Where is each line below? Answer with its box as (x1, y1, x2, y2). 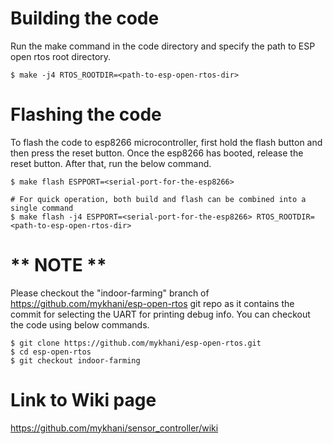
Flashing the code (10, 103, 162, 126)
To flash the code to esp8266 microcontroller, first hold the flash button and (10, 136, 323, 148)
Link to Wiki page (10, 389, 157, 411)
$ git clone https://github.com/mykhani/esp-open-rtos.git (10, 338, 262, 348)
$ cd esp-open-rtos (10, 347, 92, 357)
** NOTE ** (10, 254, 107, 277)
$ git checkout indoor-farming (10, 355, 141, 366)
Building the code (10, 7, 160, 30)
